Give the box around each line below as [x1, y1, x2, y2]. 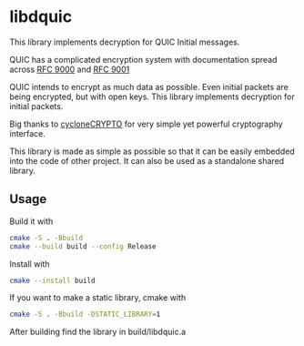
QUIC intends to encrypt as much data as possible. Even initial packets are [9, 81, 289, 92]
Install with [9, 258, 50, 270]
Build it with [9, 216, 54, 227]
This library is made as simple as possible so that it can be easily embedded [9, 146, 295, 157]
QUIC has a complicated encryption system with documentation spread [9, 54, 278, 65]
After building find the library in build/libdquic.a [9, 326, 187, 338]
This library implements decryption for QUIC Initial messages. [9, 36, 240, 47]
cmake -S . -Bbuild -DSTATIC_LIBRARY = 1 [9, 310, 161, 320]
